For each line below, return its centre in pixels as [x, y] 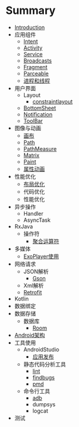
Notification [38, 114]
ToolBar [33, 121]
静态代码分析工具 [45, 364]
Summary [30, 11]
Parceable [36, 73]
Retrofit [33, 292]
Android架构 [30, 335]
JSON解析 [36, 271]
